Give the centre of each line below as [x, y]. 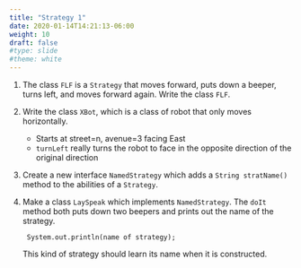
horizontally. [45, 121]
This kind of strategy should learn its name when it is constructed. [145, 254]
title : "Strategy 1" [48, 17]
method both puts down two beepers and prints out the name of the [148, 211]
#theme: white [36, 59]
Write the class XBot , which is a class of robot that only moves [137, 112]
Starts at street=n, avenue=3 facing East [111, 138]
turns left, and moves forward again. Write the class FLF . [126, 94]
